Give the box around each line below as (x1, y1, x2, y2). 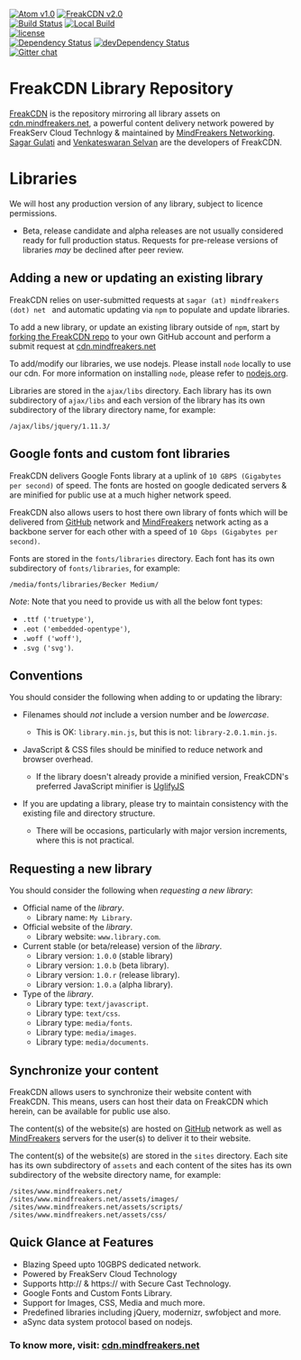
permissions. (9, 207, 58, 218)
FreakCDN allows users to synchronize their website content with (9, 1086, 252, 1097)
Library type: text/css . (35, 1008, 121, 1018)
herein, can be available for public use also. (9, 1105, 171, 1117)
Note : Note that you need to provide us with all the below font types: (9, 596, 263, 607)
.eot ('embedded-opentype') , (22, 623, 131, 634)
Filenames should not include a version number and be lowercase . (22, 709, 269, 720)
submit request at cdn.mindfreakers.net (9, 341, 156, 351)
